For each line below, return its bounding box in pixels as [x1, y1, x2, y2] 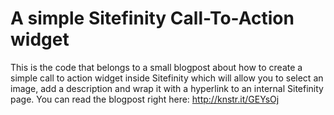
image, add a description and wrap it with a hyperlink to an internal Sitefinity [10, 82, 324, 94]
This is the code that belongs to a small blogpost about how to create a [10, 61, 303, 73]
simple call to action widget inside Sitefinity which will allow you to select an [10, 72, 324, 84]
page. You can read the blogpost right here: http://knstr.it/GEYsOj [10, 93, 280, 105]
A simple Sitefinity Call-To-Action [10, 7, 295, 30]
